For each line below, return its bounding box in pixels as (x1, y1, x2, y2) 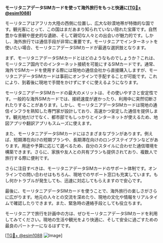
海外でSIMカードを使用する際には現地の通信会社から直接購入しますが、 (5, 67, 149, 73)
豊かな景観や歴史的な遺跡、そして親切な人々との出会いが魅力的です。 (5, 33, 145, 38)
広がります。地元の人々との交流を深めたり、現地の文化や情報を (9, 194, 137, 200)
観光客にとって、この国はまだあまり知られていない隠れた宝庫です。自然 (13, 26, 157, 32)
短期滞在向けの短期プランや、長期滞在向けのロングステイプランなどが (13, 137, 154, 142)
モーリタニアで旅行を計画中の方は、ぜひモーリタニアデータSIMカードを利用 (5, 211, 158, 216)
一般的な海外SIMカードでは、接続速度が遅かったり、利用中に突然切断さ (13, 96, 157, 101)
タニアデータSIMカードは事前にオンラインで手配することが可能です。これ (9, 73, 157, 79)
